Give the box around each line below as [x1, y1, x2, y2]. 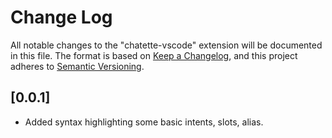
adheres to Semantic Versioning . [10, 60, 145, 72]
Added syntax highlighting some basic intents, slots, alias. [24, 116, 264, 128]
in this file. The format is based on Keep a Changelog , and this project [10, 49, 298, 61]
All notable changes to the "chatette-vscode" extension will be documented [10, 39, 323, 51]
